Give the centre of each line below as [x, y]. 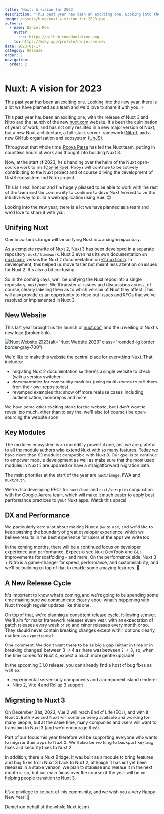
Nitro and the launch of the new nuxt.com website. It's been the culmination [81, 122]
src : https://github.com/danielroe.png [58, 37]
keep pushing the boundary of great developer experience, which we [75, 532]
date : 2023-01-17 [23, 46]
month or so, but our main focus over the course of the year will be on [75, 772]
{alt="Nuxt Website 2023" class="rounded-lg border [102, 342]
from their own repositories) [40, 387]
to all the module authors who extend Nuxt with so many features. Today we [82, 450]
